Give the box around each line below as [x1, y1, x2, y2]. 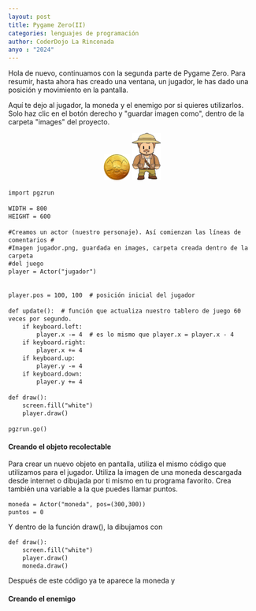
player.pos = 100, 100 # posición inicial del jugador [8, 291, 195, 299]
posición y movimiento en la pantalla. [8, 85, 128, 94]
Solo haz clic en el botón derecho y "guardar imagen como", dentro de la [8, 109, 245, 118]
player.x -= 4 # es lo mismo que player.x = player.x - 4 [36, 331, 235, 339]
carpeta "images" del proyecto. [8, 117, 110, 127]
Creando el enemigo [8, 594, 76, 603]
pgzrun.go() [8, 425, 47, 433]
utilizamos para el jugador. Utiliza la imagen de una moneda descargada [8, 468, 243, 477]
